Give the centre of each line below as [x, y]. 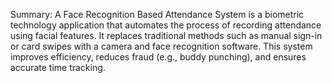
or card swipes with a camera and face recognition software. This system [161, 46]
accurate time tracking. [58, 67]
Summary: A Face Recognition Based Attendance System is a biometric [157, 14]
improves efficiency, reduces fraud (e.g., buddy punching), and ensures [158, 57]
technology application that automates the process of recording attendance [166, 25]
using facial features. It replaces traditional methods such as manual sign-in [166, 35]
